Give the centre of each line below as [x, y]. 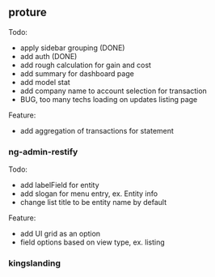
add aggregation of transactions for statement [97, 130]
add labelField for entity [59, 185]
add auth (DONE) [48, 56]
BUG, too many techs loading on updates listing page [109, 99]
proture [27, 13]
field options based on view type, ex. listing [93, 242]
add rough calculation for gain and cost [86, 65]
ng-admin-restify [43, 151]
